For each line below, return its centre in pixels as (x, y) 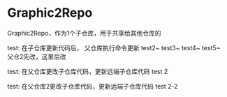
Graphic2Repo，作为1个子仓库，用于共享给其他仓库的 (84, 33)
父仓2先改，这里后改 (37, 57)
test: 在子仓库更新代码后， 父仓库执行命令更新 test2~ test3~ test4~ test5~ (114, 47)
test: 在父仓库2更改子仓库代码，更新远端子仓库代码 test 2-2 (93, 86)
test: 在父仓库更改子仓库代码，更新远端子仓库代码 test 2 (88, 71)
